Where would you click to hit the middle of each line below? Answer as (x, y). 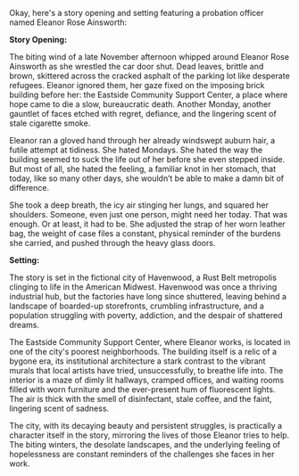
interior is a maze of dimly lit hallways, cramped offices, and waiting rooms (146, 380)
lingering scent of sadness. (59, 408)
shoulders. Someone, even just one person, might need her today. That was (149, 214)
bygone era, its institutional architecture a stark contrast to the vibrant (137, 361)
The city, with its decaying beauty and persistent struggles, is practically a (146, 426)
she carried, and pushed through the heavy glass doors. (112, 243)
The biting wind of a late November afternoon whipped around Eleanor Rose (149, 57)
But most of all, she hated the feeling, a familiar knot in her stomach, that (143, 169)
